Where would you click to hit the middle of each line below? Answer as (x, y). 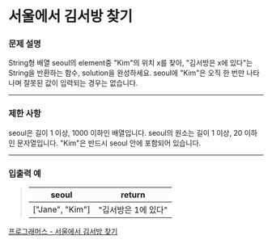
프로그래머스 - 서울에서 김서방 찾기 (63, 232)
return (133, 195)
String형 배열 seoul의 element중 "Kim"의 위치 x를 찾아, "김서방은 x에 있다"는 (131, 63)
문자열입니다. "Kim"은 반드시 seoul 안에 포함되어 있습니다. (109, 143)
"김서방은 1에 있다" (133, 210)
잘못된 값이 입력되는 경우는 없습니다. (81, 83)
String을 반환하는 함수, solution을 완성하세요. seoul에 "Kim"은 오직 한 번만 (127, 73)
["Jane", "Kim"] (61, 209)
